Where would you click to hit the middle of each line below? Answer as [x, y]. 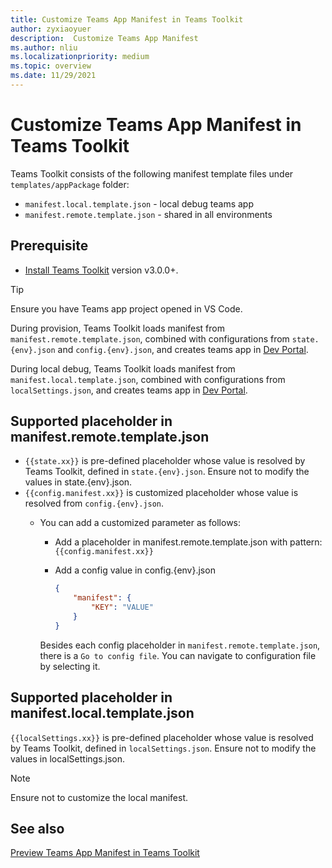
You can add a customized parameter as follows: [140, 523]
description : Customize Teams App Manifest [104, 38]
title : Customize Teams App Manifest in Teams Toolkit [127, 19]
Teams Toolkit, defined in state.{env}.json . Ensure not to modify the [167, 472]
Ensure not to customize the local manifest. [99, 797]
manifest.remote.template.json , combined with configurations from [150, 338]
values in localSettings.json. [68, 758]
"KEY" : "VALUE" [122, 607]
